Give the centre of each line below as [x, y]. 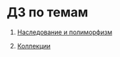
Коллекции [34, 46]
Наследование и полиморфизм [64, 32]
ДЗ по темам [47, 12]
